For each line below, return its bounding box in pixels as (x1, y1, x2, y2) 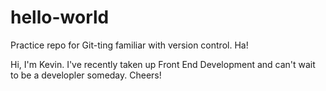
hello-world (10, 6, 110, 29)
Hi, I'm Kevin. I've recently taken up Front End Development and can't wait (10, 58, 316, 70)
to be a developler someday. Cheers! (10, 69, 162, 81)
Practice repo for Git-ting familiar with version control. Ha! (10, 39, 249, 51)
